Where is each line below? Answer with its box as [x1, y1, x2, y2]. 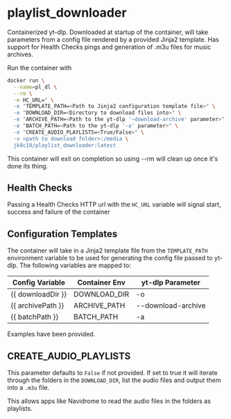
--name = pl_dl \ [13, 84, 58, 90]
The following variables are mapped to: [19, 261, 132, 269]
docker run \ [7, 77, 45, 84]
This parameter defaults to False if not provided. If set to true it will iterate [7, 369, 218, 377]
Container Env [77, 278, 126, 287]
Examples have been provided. [7, 330, 96, 338]
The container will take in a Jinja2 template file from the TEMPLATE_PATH [7, 246, 208, 255]
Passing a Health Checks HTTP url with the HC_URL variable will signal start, [7, 200, 221, 209]
